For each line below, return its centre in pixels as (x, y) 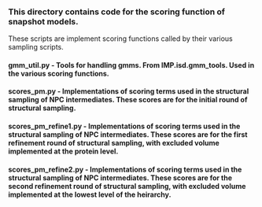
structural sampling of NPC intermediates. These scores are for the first (128, 135)
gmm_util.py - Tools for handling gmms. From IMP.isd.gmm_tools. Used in (131, 65)
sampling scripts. (36, 47)
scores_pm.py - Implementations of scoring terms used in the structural (129, 91)
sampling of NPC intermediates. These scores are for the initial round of (128, 100)
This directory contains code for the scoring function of (117, 12)
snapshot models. (43, 21)
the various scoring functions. (59, 73)
